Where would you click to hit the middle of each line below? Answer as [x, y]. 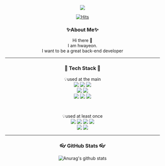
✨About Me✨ [82, 30]
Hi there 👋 [82, 40]
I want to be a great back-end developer [82, 51]
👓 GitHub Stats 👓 [82, 146]
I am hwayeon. [82, 46]
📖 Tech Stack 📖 [82, 68]
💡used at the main [82, 79]
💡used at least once [82, 116]
